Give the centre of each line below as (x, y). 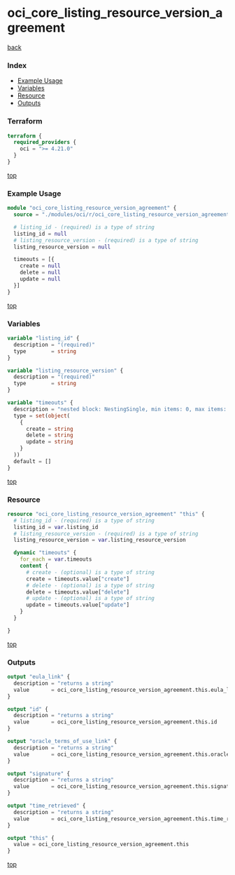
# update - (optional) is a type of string (90, 599)
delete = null (40, 273)
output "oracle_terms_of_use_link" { (62, 742)
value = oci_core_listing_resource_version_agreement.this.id (115, 722)
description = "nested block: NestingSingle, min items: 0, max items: (120, 409)
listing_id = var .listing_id (56, 527)
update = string (49, 442)
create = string (49, 429)
